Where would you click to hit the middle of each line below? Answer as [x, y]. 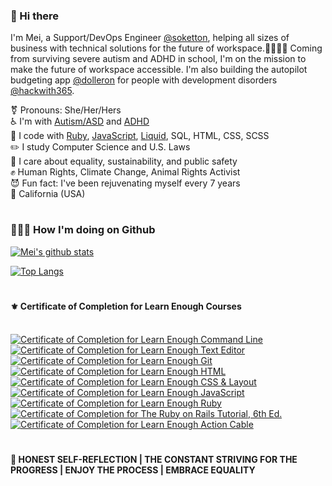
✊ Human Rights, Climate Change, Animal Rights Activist [125, 172]
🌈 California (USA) [48, 194]
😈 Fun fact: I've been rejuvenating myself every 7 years [125, 183]
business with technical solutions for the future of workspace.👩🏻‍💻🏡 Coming [166, 48]
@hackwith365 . [42, 91]
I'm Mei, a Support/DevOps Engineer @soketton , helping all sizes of [150, 38]
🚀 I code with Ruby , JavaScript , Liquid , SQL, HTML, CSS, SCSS [140, 136]
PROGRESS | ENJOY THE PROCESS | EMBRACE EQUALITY [133, 470]
